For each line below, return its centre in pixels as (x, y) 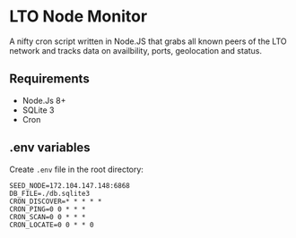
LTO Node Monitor (78, 17)
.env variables (50, 148)
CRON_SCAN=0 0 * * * (48, 217)
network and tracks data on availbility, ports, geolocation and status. (136, 50)
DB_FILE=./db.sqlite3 (50, 193)
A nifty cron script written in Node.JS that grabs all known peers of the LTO (148, 41)
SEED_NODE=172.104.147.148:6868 (70, 185)
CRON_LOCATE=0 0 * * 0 (52, 225)
